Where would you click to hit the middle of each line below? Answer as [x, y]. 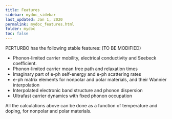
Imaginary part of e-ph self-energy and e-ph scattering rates [77, 74]
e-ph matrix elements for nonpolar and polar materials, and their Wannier [90, 80]
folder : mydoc [20, 29]
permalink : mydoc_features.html [40, 24]
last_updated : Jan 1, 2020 [34, 19]
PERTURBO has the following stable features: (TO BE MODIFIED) [73, 48]
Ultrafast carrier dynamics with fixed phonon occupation [72, 96]
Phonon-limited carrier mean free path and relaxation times [75, 69]
